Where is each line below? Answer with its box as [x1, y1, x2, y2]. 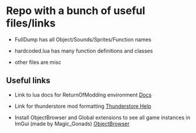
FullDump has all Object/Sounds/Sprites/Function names [14, 36, 151, 43]
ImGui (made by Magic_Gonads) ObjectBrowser [14, 120, 130, 127]
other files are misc [14, 59, 62, 66]
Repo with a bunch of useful [6, 4, 146, 18]
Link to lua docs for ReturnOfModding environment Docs [14, 91, 152, 98]
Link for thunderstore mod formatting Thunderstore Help [14, 103, 151, 110]
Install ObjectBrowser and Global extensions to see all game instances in [14, 114, 191, 121]
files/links [6, 16, 56, 30]
